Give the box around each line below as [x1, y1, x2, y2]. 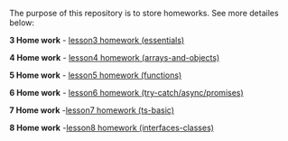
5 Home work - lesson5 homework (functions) [9, 70, 182, 80]
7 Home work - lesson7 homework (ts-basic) [9, 105, 174, 116]
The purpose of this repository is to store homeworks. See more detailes [9, 8, 279, 18]
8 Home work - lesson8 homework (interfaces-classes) [9, 122, 215, 133]
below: [9, 17, 34, 28]
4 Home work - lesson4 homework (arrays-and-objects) [9, 52, 220, 62]
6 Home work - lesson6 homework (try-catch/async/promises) [9, 88, 244, 98]
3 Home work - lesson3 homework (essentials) [9, 35, 185, 45]
